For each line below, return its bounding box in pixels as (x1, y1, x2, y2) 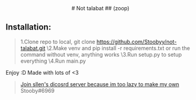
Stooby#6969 (20, 87, 55, 94)
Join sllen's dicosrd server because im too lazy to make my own (20, 80, 180, 88)
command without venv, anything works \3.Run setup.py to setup (20, 51, 182, 58)
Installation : (5, 22, 52, 33)
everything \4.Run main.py (20, 57, 87, 64)
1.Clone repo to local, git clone (20, 38, 96, 45)
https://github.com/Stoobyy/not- (96, 38, 177, 45)
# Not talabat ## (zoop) (71, 5, 130, 11)
